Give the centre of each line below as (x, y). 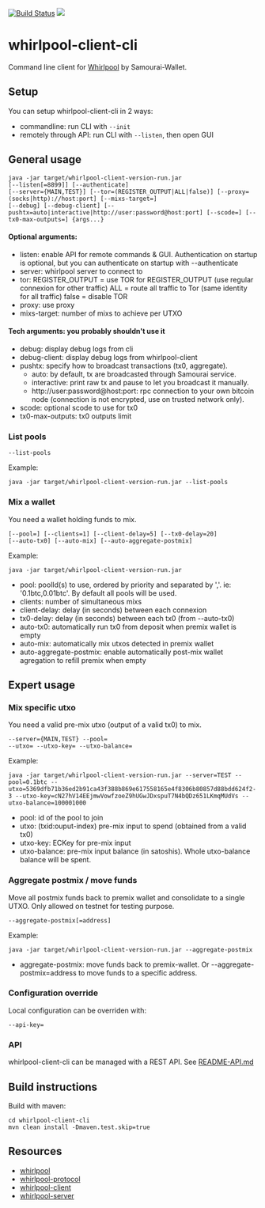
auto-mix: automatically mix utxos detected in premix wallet (117, 643)
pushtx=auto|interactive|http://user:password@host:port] (106, 212)
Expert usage (42, 685)
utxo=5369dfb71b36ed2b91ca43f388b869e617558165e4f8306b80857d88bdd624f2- (132, 790)
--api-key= (26, 1024)
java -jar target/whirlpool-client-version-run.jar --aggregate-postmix (131, 949)
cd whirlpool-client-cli (49, 1120)
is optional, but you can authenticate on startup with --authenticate (129, 263)
